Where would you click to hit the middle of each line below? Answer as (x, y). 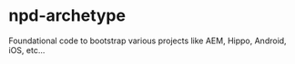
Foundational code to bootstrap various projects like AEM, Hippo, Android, (148, 41)
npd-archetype (67, 16)
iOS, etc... (27, 50)
